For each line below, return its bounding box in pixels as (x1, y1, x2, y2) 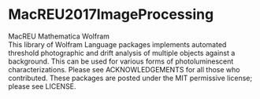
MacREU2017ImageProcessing (8, 5, 214, 24)
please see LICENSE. (8, 81, 76, 91)
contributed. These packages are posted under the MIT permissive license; (8, 73, 253, 82)
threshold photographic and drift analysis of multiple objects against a (8, 48, 236, 57)
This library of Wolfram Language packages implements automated (8, 39, 227, 49)
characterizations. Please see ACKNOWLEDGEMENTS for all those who (8, 64, 240, 74)
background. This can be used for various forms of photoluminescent (8, 57, 234, 66)
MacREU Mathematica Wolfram (8, 31, 110, 41)
